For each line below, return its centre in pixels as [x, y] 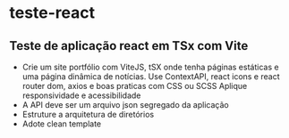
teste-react [52, 13]
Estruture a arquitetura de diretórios [88, 114]
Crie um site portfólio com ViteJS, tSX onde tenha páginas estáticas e [150, 67]
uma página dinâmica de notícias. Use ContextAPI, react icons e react [151, 77]
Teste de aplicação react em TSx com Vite [129, 46]
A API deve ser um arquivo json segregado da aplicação [126, 105]
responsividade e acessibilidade [81, 95]
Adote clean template [62, 124]
